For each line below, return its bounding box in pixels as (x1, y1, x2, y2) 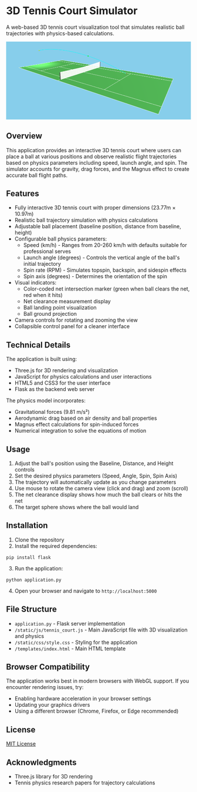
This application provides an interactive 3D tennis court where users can (6, 146, 182, 153)
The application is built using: (6, 356, 77, 363)
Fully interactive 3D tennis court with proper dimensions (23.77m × (14, 204, 176, 211)
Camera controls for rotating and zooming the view (14, 316, 138, 324)
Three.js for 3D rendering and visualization (14, 367, 118, 374)
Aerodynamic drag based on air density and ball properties (14, 415, 157, 422)
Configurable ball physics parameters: (14, 235, 107, 242)
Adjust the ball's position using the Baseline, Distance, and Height (14, 460, 174, 467)
